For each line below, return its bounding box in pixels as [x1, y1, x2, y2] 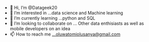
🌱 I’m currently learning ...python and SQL [9, 15, 96, 21]
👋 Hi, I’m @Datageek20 [9, 5, 57, 10]
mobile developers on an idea [9, 26, 71, 32]
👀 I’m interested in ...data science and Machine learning [9, 10, 123, 16]
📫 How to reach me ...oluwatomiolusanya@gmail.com [9, 31, 121, 37]
